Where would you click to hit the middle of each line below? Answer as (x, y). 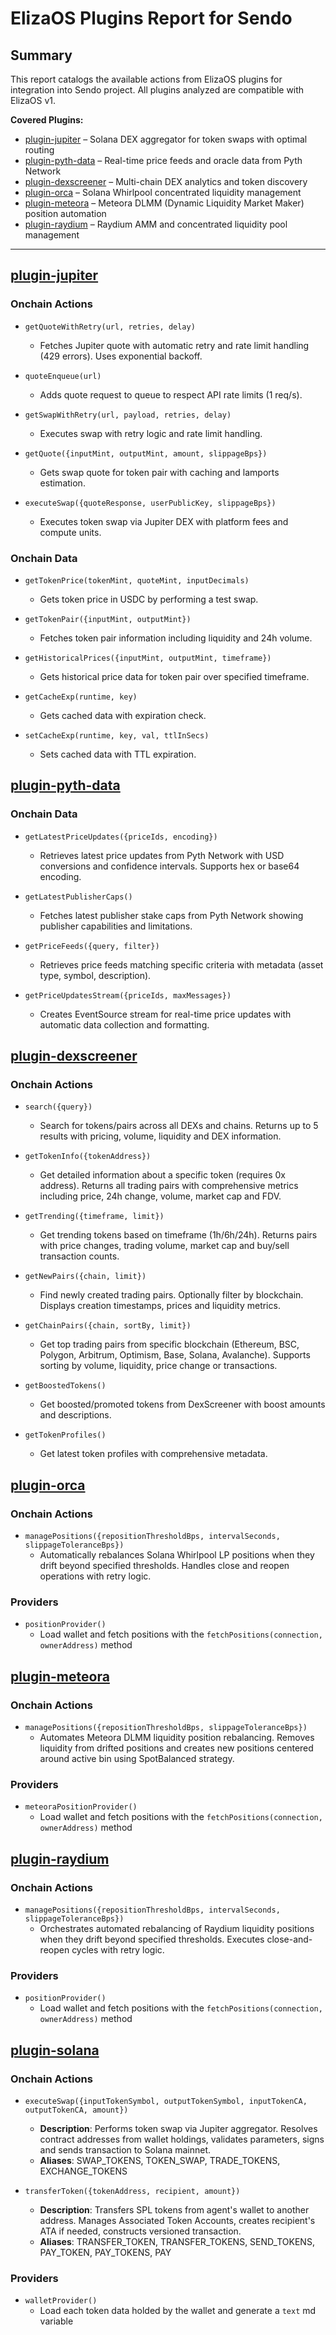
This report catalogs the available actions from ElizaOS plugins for (146, 79)
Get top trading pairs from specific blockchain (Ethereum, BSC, (169, 1344)
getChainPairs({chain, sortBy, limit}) (108, 1326)
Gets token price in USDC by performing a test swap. (149, 599)
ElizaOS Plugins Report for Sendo (151, 18)
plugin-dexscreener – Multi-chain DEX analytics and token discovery (166, 181)
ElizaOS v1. (33, 100)
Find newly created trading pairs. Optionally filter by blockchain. (171, 1295)
